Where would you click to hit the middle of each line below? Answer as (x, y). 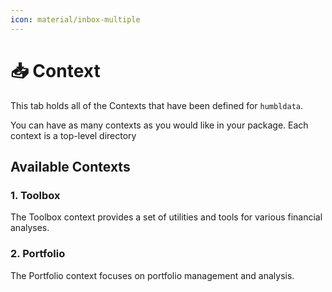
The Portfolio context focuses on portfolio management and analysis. (152, 275)
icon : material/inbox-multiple (75, 19)
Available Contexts (70, 166)
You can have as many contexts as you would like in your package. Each (159, 125)
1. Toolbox (35, 195)
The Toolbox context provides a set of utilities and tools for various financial (166, 217)
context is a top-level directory (73, 135)
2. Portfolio (38, 254)
